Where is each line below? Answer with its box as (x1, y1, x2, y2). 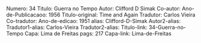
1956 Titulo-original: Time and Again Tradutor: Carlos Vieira (48, 11, 196, 18)
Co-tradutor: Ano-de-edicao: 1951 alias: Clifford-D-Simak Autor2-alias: (6, 18, 181, 24)
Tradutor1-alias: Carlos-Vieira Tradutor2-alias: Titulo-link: (6, 24, 148, 31)
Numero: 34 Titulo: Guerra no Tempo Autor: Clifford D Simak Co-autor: (6, 5, 181, 12)
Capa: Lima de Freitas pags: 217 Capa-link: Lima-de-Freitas (25, 30, 172, 37)
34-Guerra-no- (148, 24, 187, 31)
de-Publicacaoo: (6, 11, 47, 18)
